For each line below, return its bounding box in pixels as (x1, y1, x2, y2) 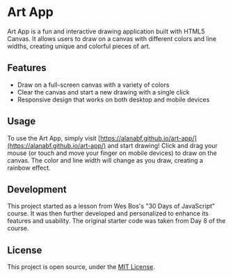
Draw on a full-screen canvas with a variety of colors (17, 81, 170, 89)
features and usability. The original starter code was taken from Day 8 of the (7, 217, 226, 225)
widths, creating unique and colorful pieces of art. (7, 42, 151, 50)
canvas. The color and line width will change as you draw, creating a (7, 156, 204, 164)
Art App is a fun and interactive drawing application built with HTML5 (7, 27, 205, 35)
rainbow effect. (7, 163, 51, 172)
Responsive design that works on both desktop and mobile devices (17, 95, 210, 104)
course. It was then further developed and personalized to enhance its (7, 209, 209, 218)
